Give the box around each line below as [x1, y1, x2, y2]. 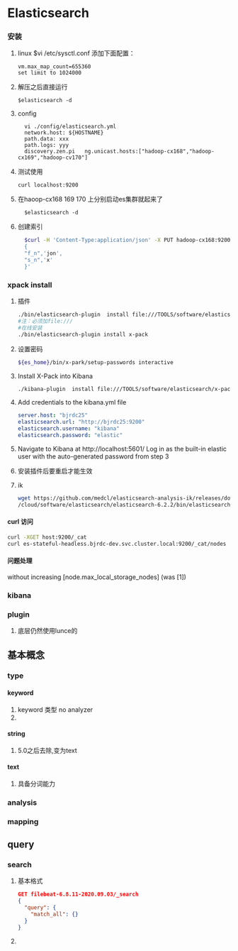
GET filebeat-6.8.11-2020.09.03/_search [17, 891, 139, 898]
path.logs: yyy [24, 142, 69, 149]
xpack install [7, 280, 52, 290]
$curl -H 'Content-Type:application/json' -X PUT [24, 236, 174, 244]
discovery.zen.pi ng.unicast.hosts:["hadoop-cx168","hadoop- [24, 148, 215, 155]
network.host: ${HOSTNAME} [24, 129, 104, 136]
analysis [7, 797, 38, 807]
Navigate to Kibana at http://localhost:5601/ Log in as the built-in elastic [17, 444, 227, 453]
